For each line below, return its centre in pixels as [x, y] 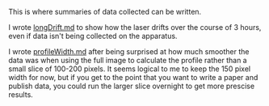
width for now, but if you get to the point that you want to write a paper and [133, 77]
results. [21, 95]
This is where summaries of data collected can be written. [105, 12]
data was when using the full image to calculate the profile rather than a [128, 60]
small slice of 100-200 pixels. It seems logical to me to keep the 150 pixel [130, 69]
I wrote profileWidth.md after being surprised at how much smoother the [129, 51]
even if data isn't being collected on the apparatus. [93, 36]
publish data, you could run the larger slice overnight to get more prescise [132, 86]
